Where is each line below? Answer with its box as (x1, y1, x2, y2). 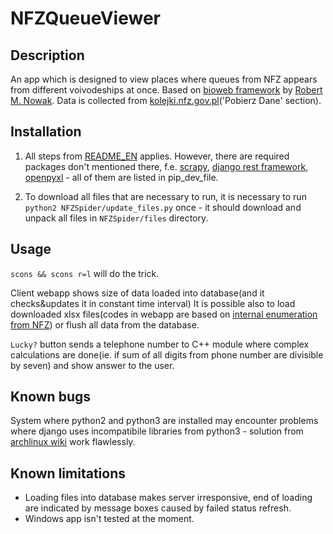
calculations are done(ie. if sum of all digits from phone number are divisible (10, 348, 324, 361)
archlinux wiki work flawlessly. (10, 436, 136, 448)
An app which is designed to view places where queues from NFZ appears (10, 73, 318, 85)
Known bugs (10, 388, 92, 406)
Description (10, 47, 85, 64)
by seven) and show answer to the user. (10, 359, 175, 371)
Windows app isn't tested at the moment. (24, 513, 195, 525)
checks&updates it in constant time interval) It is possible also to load (10, 297, 296, 309)
